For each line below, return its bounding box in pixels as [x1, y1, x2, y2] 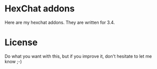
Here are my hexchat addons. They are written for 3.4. [4, 19, 115, 25]
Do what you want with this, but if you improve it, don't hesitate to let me [4, 53, 152, 59]
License [4, 37, 38, 48]
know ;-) [4, 58, 22, 65]
